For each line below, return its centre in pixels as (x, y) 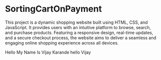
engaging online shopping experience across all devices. (62, 43)
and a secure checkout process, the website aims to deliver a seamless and (81, 38)
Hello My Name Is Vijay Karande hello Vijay (48, 52)
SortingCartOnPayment (53, 9)
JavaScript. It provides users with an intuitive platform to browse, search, (78, 27)
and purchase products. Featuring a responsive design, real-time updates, (79, 32)
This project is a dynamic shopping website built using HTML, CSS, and (76, 22)
